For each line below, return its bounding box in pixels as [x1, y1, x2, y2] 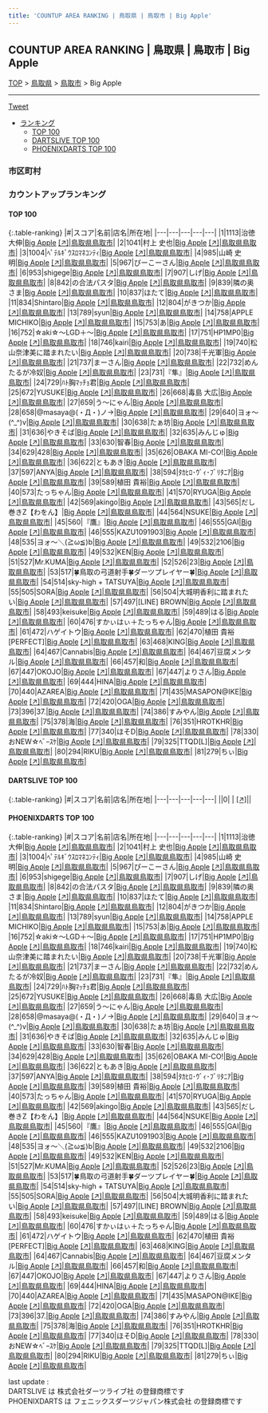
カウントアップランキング [8, 189, 106, 200]
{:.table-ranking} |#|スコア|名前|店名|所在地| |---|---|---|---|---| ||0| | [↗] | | [8, 794, 252, 804]
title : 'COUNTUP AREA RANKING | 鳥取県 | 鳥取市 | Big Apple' [8, 11, 212, 20]
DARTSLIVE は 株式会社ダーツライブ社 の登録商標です [8, 1386, 185, 1395]
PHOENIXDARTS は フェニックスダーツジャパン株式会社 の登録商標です [8, 1396, 243, 1406]
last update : [8, 1376, 49, 1386]
